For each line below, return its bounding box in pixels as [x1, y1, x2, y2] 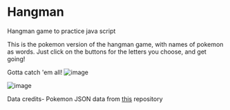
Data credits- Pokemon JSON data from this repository [7, 94, 164, 103]
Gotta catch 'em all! [7, 68, 63, 76]
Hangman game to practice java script [7, 27, 116, 35]
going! [7, 54, 26, 63]
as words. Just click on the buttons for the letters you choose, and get [7, 47, 207, 56]
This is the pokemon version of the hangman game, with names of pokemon [7, 40, 224, 48]
